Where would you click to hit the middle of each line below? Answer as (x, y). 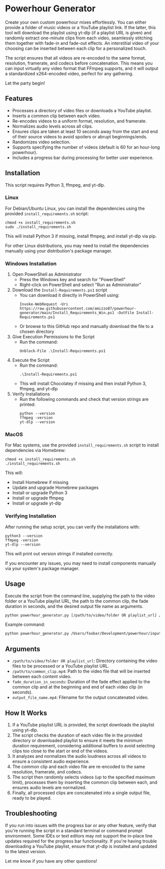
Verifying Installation (31, 516)
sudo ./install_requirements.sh (38, 227)
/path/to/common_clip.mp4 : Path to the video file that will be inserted (81, 671)
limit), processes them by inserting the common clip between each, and (85, 782)
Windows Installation (31, 263)
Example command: (25, 625)
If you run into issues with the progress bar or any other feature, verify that (81, 825)
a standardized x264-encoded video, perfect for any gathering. (69, 73)
